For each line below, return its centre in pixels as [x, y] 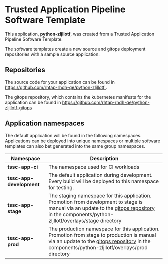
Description [104, 158]
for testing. [61, 187]
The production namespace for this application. [104, 229]
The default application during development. [101, 175]
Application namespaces [45, 123]
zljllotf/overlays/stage [74, 220]
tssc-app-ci [23, 167]
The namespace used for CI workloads [94, 167]
